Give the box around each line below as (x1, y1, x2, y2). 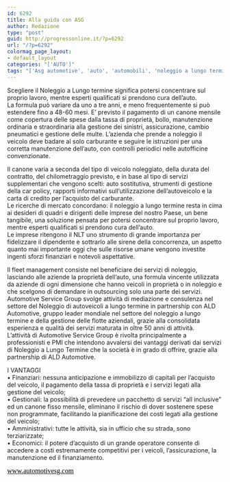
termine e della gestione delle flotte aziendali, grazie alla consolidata (7, 316, 201, 325)
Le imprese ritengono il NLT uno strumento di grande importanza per (7, 230, 201, 238)
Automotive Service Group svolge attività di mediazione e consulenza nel (7, 294, 214, 303)
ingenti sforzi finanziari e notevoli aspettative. (7, 252, 136, 260)
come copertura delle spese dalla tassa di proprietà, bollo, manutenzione (7, 115, 214, 123)
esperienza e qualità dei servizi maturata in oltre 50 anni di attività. (7, 323, 195, 332)
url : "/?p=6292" (7, 42, 53, 49)
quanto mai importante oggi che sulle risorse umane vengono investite (7, 244, 206, 253)
